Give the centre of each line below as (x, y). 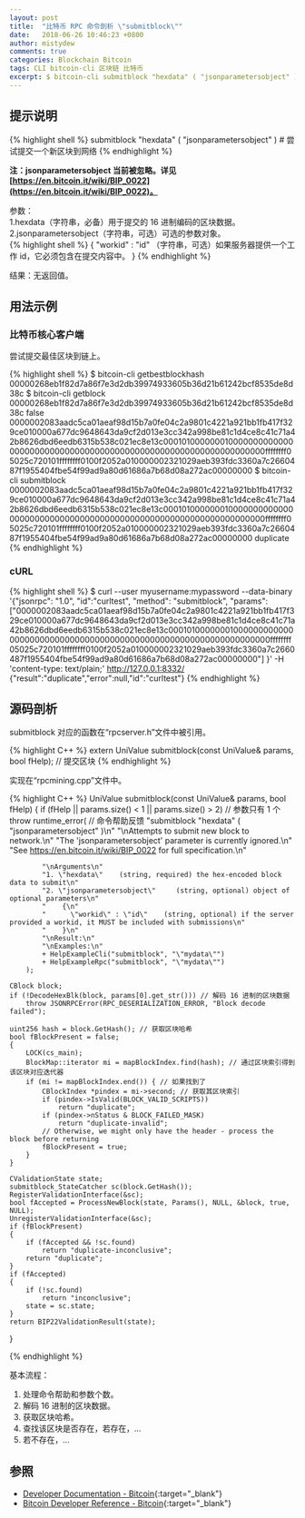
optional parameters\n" (54, 899)
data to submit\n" (44, 883)
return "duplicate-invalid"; (113, 1124)
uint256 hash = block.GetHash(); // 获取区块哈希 (101, 1030)
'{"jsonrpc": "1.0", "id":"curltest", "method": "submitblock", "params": (139, 601)
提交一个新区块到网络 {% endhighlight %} (95, 151)
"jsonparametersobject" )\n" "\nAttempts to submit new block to (129, 831)
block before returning (54, 1139)
